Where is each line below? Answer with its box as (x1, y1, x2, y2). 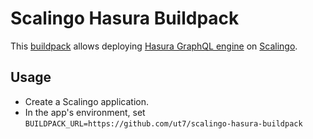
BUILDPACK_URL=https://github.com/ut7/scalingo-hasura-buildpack (24, 118, 303, 129)
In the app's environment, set (24, 106, 146, 118)
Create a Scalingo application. (24, 95, 149, 107)
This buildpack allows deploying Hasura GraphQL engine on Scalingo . (10, 40, 298, 52)
